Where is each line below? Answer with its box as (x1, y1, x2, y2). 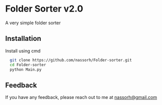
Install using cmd (5, 47, 41, 54)
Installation (5, 34, 41, 43)
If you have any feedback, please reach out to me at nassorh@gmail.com (5, 94, 157, 100)
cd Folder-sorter (10, 62, 46, 67)
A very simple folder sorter (5, 20, 61, 26)
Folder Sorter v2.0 (5, 3, 83, 15)
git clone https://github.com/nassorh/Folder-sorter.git (10, 58, 132, 63)
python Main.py (10, 67, 42, 72)
